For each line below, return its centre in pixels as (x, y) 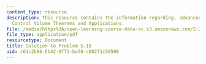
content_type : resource (37, 12)
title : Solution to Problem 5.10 (49, 46)
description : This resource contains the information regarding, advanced (104, 18)
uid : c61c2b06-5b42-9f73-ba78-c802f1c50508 (63, 52)
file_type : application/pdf (42, 35)
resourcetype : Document (37, 40)
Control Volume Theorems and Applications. (68, 23)
